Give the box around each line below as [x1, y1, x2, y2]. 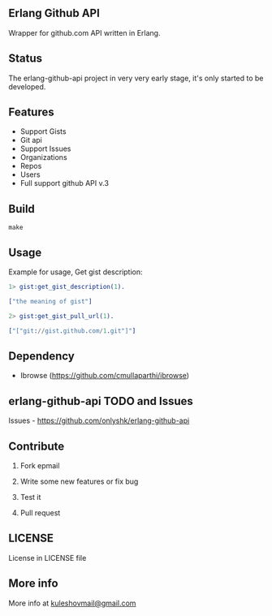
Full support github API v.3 [19, 179, 110, 188]
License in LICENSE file [8, 553, 87, 562]
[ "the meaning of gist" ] [8, 297, 93, 305]
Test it [19, 493, 41, 502]
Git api [19, 136, 42, 145]
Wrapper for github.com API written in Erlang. [8, 28, 161, 37]
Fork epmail [19, 461, 60, 470]
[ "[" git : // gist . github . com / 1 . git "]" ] [8, 326, 136, 335]
